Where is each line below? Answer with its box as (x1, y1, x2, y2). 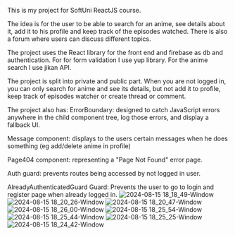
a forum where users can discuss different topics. (7, 35, 151, 43)
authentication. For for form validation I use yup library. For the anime (7, 56, 208, 64)
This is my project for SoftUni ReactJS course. (7, 6, 141, 14)
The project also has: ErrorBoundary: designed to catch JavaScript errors (7, 106, 220, 114)
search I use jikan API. (7, 64, 72, 71)
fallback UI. (7, 121, 41, 129)
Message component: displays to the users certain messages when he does (7, 134, 229, 143)
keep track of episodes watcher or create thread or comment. (7, 92, 186, 100)
